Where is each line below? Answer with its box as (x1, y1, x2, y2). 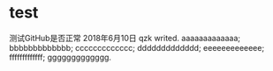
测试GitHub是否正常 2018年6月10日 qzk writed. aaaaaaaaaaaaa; (9, 32, 241, 43)
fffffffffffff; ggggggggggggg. (9, 52, 112, 62)
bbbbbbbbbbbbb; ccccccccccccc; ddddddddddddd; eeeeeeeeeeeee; (9, 42, 265, 53)
